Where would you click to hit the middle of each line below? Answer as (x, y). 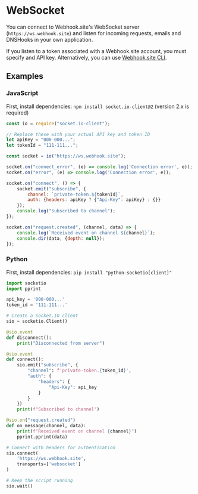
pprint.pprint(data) (42, 437)
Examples (25, 76)
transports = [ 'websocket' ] (49, 464)
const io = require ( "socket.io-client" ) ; (58, 123)
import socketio (26, 283)
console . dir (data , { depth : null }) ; (61, 238)
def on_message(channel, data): (46, 426)
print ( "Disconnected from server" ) (61, 343)
